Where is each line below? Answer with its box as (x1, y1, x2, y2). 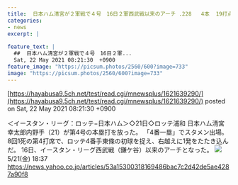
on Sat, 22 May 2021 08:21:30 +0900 (7, 104, 116, 113)
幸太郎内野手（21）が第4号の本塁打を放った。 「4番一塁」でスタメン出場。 (7, 128, 228, 136)
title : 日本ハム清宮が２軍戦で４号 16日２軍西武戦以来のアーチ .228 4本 (7, 10, 210, 18)
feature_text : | (7, 43, 55, 50)
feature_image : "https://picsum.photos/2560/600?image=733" (7, 63, 189, 70)
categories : (7, 17, 42, 24)
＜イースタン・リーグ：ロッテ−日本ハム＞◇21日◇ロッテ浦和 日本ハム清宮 (7, 118, 225, 128)
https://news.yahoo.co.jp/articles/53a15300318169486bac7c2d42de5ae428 (7, 162, 229, 171)
